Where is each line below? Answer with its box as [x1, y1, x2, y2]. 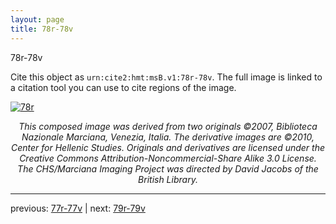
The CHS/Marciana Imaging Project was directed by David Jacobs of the [17, 162, 319, 175]
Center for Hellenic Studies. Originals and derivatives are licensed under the [10, 141, 326, 153]
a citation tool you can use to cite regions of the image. [10, 81, 237, 93]
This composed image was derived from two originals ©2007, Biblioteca [18, 120, 318, 132]
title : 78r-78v [10, 24, 74, 34]
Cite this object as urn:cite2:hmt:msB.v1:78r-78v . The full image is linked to [10, 71, 323, 83]
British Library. [138, 173, 198, 185]
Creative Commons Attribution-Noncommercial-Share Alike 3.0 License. [19, 152, 317, 164]
